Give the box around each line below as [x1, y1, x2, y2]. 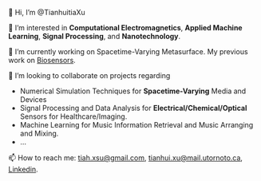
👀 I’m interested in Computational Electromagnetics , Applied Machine [8, 23, 243, 32]
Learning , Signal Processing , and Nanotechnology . [8, 32, 181, 41]
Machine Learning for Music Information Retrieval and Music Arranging [19, 120, 254, 129]
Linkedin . [8, 164, 38, 174]
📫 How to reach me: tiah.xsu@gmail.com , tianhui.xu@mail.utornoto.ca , [8, 153, 243, 163]
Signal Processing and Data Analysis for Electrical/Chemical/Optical [19, 104, 247, 112]
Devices [19, 95, 47, 104]
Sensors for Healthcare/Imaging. [19, 112, 128, 121]
